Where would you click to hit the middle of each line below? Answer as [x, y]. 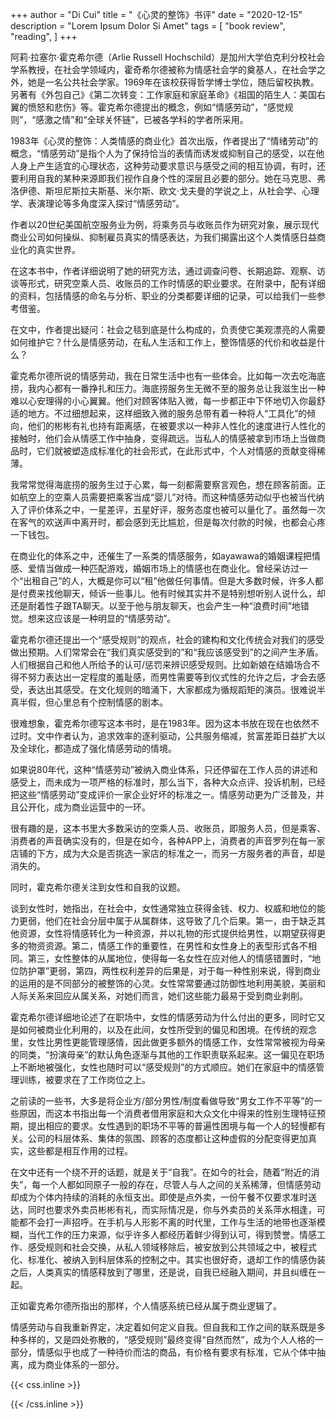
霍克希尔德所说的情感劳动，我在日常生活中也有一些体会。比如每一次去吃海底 [168, 376]
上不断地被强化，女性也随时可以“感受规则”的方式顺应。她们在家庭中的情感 [163, 1067]
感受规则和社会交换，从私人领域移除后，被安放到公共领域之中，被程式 [172, 1247]
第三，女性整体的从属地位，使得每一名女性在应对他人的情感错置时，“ [170, 958]
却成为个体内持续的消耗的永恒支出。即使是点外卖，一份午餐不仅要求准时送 [163, 1197]
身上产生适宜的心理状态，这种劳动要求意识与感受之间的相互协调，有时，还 [172, 166]
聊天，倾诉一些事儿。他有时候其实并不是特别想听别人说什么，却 [194, 593]
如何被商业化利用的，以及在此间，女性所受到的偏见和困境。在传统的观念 [167, 1029]
